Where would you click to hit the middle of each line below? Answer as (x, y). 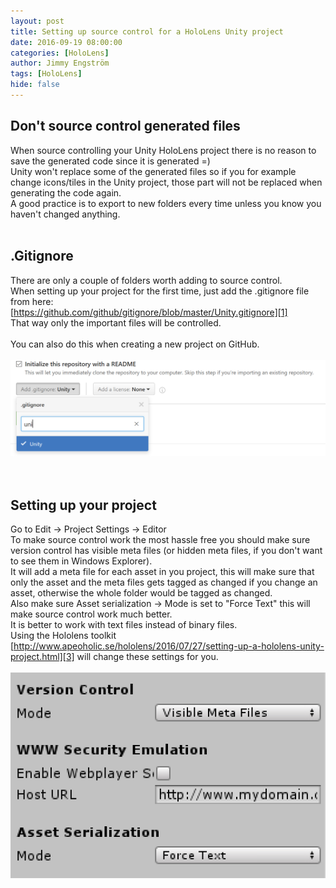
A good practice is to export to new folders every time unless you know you (166, 203)
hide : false (35, 85)
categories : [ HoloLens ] (60, 53)
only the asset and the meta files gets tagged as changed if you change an (164, 582)
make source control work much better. (91, 614)
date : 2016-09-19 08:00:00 (66, 42)
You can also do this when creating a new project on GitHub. (135, 344)
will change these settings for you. (147, 657)
